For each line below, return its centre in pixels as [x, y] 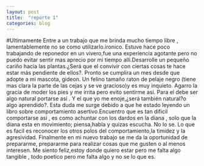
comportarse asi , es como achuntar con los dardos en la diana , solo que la [101, 118]
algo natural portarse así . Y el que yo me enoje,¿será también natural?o [97, 99]
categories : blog [28, 23]
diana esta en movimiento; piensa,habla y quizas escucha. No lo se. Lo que [100, 125]
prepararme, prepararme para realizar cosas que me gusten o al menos [96, 144]
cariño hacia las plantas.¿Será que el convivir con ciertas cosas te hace [96, 66]
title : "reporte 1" [33, 18]
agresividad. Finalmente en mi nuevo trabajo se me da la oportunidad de [97, 137]
